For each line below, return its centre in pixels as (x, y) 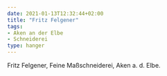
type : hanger (26, 46)
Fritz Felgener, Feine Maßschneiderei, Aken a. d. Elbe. (84, 65)
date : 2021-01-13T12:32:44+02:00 (55, 13)
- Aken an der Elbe (35, 33)
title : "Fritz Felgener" (43, 20)
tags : (15, 26)
